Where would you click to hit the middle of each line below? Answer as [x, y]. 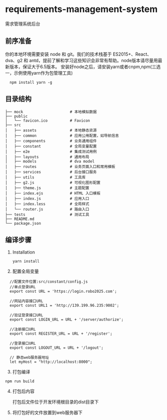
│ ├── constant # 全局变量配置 [51, 146]
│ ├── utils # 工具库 [45, 177]
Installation [24, 252]
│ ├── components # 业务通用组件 [51, 141]
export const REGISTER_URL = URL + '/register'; [61, 334]
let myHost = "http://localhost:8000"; [51, 362]
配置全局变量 [25, 271]
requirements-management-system [82, 9]
